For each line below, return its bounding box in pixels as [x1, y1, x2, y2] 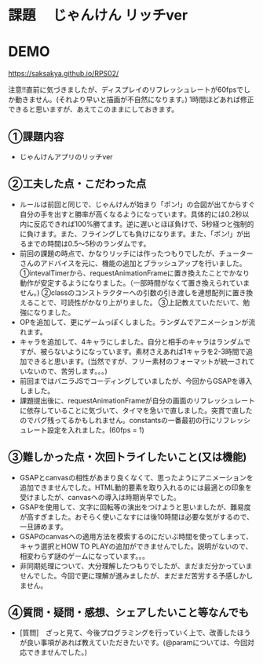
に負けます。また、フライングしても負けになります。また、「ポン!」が [19, 228, 243, 239]
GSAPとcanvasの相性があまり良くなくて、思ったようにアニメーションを [19, 472, 254, 482]
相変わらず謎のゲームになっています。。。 [19, 551, 149, 560]
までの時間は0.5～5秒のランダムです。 [26, 239, 151, 248]
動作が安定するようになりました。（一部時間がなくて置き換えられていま [19, 278, 250, 287]
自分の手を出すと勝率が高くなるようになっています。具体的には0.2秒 [19, 209, 243, 219]
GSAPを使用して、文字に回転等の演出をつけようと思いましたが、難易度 [19, 502, 251, 512]
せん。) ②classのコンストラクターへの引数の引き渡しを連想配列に [19, 287, 233, 297]
